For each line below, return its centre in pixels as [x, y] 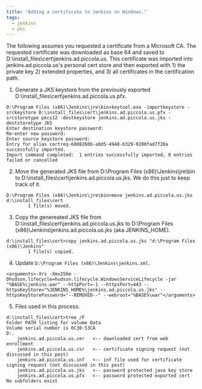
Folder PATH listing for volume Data [54, 323]
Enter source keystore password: [48, 139]
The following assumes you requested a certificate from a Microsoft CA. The [101, 46]
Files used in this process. [47, 307]
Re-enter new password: [36, 134]
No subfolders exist [32, 381]
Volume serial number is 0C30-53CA [51, 328]
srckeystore [21, 113]
